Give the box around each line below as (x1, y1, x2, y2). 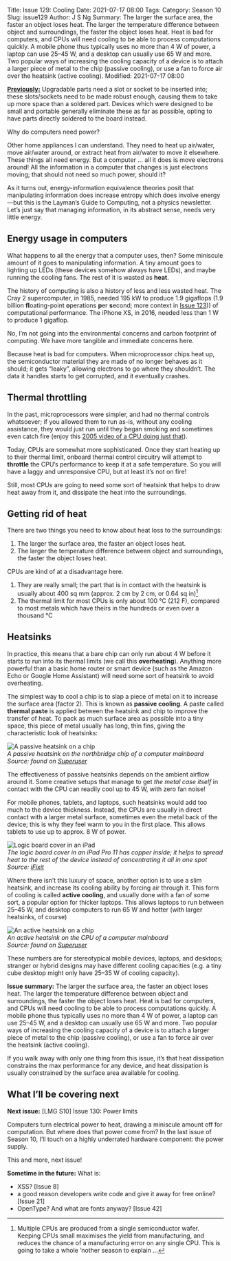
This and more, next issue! (7, 1156, 82, 1164)
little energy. (7, 213, 43, 221)
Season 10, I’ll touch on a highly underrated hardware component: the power (7, 1135, 224, 1143)
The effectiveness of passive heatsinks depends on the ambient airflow (7, 770, 210, 778)
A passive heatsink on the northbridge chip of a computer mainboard (7, 749, 204, 757)
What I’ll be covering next (7, 1089, 119, 1100)
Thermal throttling (7, 392, 87, 404)
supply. (7, 1142, 28, 1150)
